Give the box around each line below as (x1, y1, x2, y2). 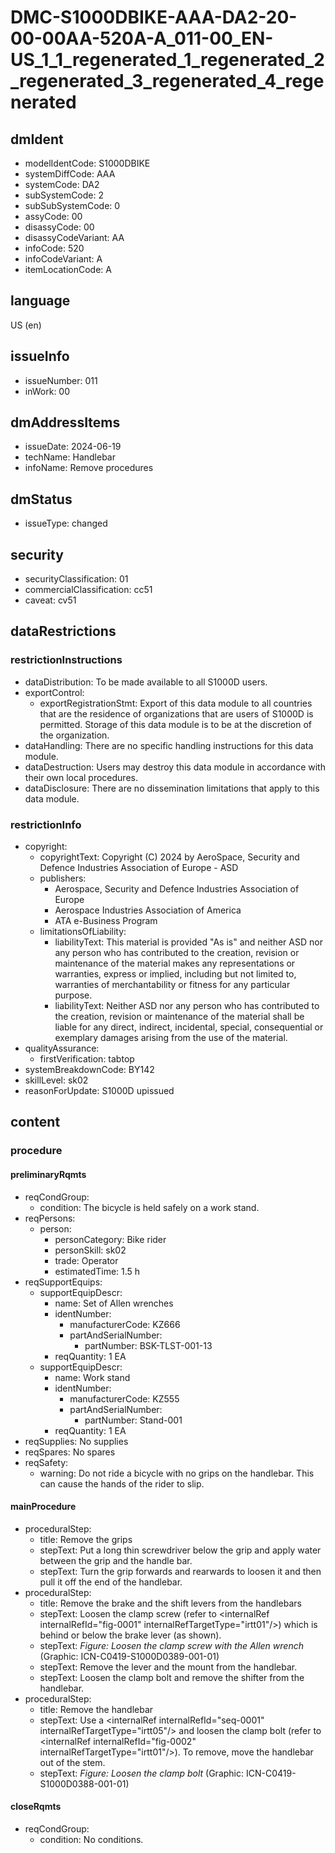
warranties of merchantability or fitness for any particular (54, 979, 291, 991)
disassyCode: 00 (24, 221, 95, 233)
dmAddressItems (10, 414, 121, 431)
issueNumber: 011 (24, 374, 98, 386)
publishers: (39, 872, 87, 885)
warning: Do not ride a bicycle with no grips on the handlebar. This (39, 1467, 315, 1479)
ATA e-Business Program (54, 915, 158, 927)
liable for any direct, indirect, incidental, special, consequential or (54, 1021, 324, 1033)
